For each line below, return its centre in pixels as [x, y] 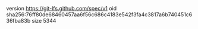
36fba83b [18, 21]
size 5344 [44, 21]
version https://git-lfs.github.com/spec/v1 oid [62, 8]
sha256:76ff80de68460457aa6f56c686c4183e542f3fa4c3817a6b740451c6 [99, 14]
